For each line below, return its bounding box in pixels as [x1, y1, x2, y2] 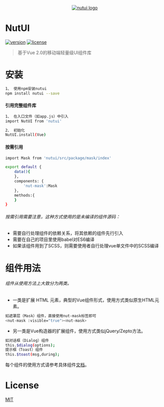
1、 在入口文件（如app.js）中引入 [5, 114, 69, 119]
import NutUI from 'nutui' [5, 119, 62, 124]
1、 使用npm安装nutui [5, 86, 47, 91]
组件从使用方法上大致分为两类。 [5, 280, 72, 286]
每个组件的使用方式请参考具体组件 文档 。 [5, 362, 89, 368]
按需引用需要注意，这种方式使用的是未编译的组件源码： [5, 214, 120, 220]
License [5, 380, 39, 391]
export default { [5, 165, 42, 170]
